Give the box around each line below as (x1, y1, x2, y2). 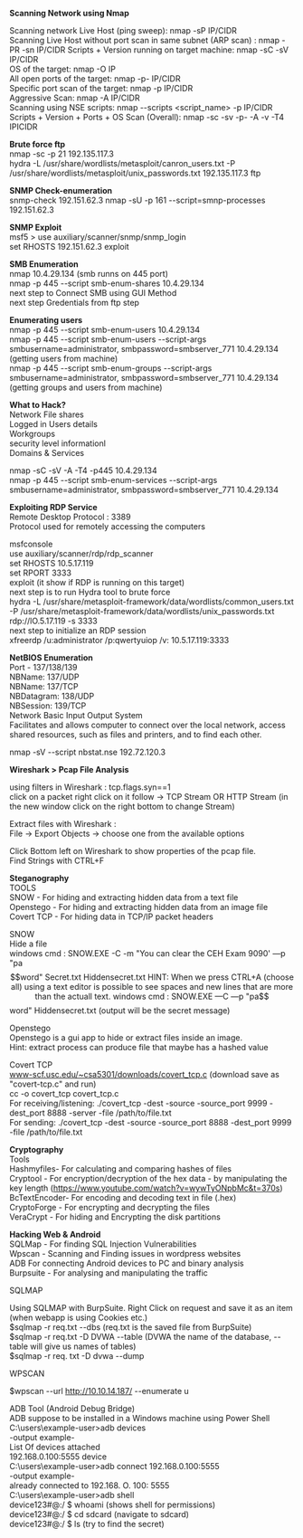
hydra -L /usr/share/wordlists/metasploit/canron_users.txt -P (9, 158, 236, 168)
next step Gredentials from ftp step (9, 298, 140, 308)
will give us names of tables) (30, 1341, 137, 1352)
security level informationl (9, 438, 107, 449)
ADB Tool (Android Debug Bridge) (9, 1403, 136, 1414)
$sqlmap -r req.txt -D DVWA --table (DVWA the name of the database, (9, 1332, 272, 1342)
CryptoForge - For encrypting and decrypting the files (9, 1202, 211, 1212)
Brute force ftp (9, 139, 66, 149)
